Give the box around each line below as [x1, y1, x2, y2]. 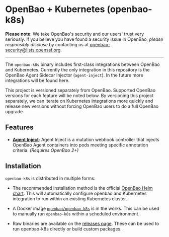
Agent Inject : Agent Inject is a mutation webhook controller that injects [12, 136, 159, 142]
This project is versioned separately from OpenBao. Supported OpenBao [5, 87, 156, 93]
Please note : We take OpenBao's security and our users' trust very [5, 31, 144, 37]
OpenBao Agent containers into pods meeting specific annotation [12, 142, 148, 148]
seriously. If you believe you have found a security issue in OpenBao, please [5, 36, 163, 42]
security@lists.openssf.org [5, 47, 61, 53]
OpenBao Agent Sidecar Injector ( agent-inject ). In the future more [5, 72, 143, 78]
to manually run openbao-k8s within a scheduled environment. [12, 210, 140, 217]
